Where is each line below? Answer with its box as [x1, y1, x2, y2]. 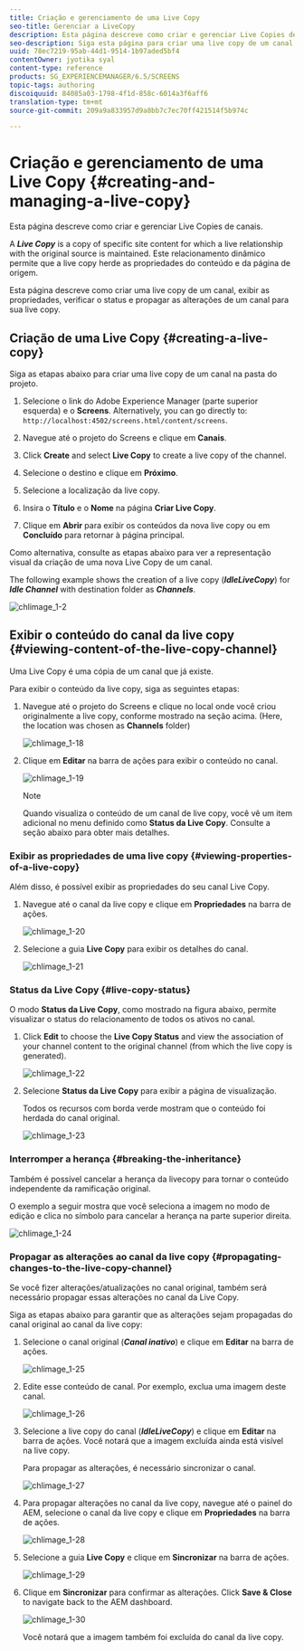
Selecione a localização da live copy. [22, 485, 160, 496]
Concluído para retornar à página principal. [22, 530, 185, 540]
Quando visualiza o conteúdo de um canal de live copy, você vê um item [22, 807, 292, 819]
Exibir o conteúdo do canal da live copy [9, 628, 235, 643]
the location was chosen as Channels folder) [22, 720, 191, 731]
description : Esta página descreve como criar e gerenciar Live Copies [9, 30, 285, 39]
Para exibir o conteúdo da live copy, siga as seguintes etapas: [9, 683, 240, 694]
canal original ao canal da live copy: [9, 1319, 143, 1330]
